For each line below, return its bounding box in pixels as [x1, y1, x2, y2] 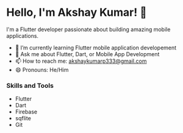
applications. [6, 32, 38, 39]
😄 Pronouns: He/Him [15, 66, 69, 73]
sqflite [15, 115, 32, 122]
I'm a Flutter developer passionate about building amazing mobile [6, 26, 171, 33]
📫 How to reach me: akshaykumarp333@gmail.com [15, 57, 147, 65]
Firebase [15, 108, 38, 115]
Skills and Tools [6, 81, 54, 90]
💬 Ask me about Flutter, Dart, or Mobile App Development [15, 50, 160, 57]
